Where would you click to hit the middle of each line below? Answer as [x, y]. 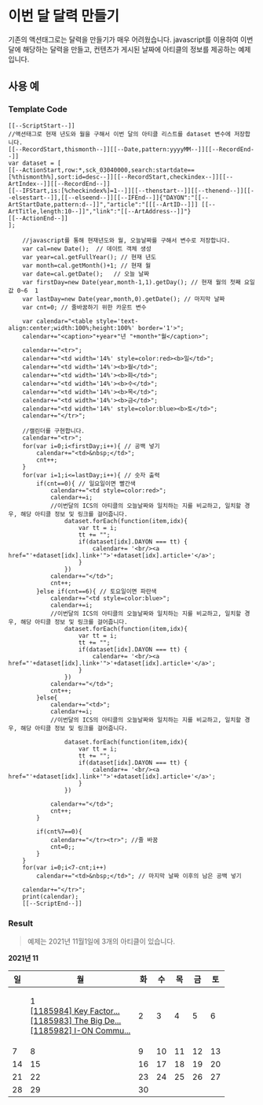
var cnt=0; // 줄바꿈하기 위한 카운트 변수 [84, 307]
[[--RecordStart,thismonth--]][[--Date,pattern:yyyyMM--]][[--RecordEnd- [131, 149]
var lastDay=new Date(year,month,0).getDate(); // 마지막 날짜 [124, 299]
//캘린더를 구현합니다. [53, 431]
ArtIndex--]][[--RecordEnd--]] [59, 184]
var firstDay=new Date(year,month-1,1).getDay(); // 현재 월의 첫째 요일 [139, 282]
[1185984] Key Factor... [75, 1010]
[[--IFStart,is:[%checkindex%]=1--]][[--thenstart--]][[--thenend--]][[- [131, 191]
